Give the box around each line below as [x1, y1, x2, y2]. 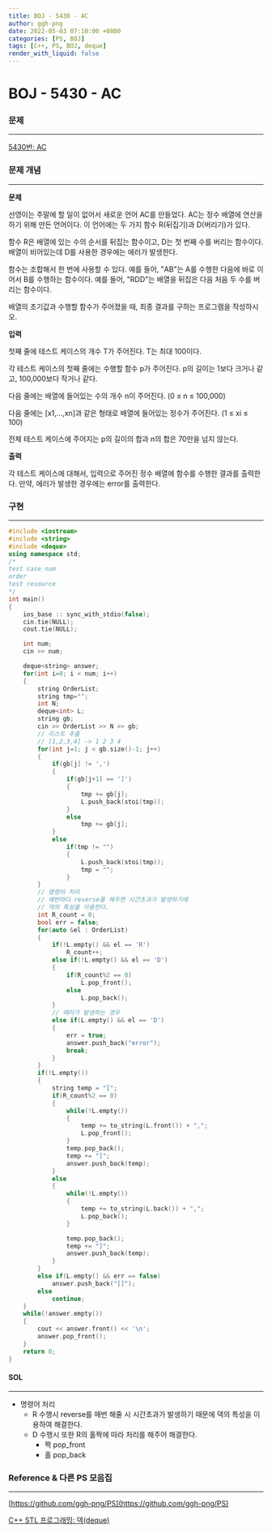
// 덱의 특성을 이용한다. [37, 903, 109, 912]
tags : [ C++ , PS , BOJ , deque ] [8, 42, 107, 50]
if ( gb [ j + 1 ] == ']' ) [66, 775, 132, 783]
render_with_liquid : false [8, 49, 100, 58]
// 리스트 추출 [37, 730, 80, 738]
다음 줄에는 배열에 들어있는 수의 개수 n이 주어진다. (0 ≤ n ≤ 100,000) [8, 391, 227, 400]
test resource [8, 580, 57, 589]
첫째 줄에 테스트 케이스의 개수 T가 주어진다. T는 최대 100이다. [8, 346, 202, 356]
